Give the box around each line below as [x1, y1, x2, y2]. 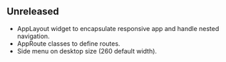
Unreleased [6, 6, 60, 18]
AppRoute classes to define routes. [16, 39, 120, 48]
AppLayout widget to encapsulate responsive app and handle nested [16, 24, 220, 32]
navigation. [16, 32, 51, 40]
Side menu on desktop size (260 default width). [16, 46, 158, 55]
